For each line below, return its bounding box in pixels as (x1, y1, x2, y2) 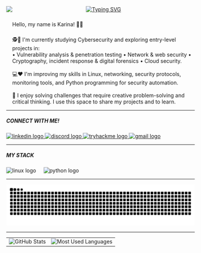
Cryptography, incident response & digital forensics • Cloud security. (12, 57, 182, 65)
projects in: (12, 44, 40, 51)
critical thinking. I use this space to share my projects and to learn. (12, 98, 176, 105)
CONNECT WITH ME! (6, 117, 60, 124)
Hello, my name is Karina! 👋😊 (12, 20, 84, 28)
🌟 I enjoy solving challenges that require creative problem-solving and (12, 92, 185, 99)
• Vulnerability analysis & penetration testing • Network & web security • (12, 51, 191, 58)
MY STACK (6, 152, 35, 159)
